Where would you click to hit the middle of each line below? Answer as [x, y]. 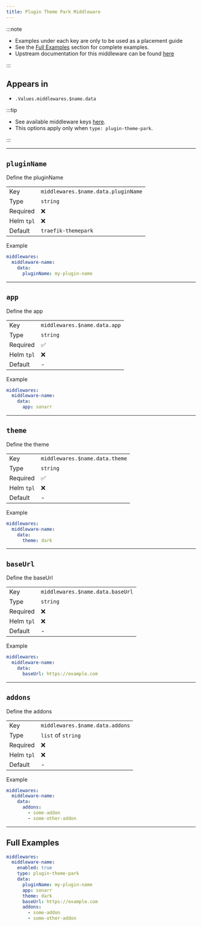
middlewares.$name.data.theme [84, 458]
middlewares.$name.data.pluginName [92, 192]
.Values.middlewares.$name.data [55, 99]
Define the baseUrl [29, 578]
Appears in [27, 84]
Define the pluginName [35, 178]
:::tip [12, 110]
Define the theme [28, 444]
